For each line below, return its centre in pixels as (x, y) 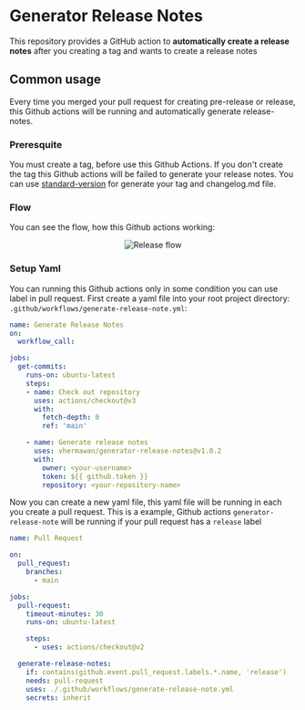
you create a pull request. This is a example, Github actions (121, 512)
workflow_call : (46, 342)
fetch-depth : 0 (71, 418)
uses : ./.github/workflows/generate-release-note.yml (130, 689)
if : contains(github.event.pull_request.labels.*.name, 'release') (156, 672)
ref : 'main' (65, 426)
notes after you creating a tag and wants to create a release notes (133, 50)
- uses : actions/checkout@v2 (89, 647)
